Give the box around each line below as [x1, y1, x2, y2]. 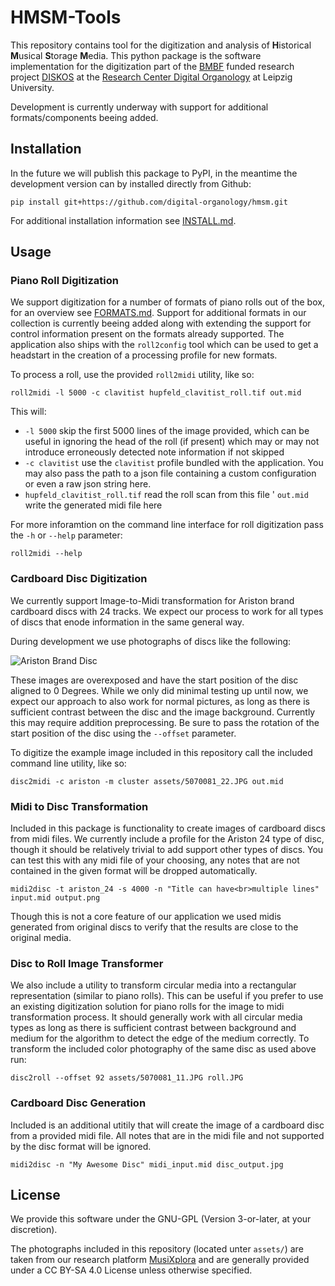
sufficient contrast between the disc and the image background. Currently [10, 706, 316, 718]
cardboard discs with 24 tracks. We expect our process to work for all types [10, 605, 324, 617]
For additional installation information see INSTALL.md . [10, 214, 237, 226]
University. [10, 81, 55, 93]
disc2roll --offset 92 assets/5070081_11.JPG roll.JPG [10, 1073, 244, 1083]
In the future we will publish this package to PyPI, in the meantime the [10, 167, 298, 179]
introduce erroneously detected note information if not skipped [24, 446, 285, 458]
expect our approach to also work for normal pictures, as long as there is [10, 695, 310, 707]
